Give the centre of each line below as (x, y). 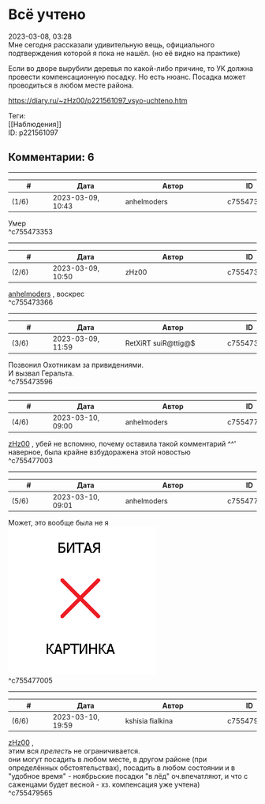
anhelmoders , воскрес (47, 294)
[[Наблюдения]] (35, 124)
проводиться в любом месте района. (71, 85)
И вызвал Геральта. (41, 373)
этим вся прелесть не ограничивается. (74, 751)
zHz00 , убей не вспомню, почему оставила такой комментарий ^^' (122, 443)
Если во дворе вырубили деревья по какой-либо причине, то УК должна (131, 68)
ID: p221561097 (34, 133)
